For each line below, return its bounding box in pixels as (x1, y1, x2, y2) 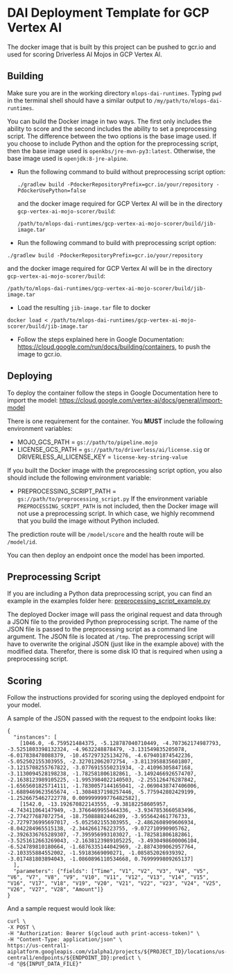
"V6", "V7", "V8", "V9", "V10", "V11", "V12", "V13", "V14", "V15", (7, 874, 209, 881)
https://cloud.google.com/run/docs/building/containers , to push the (17, 343, 211, 351)
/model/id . (7, 537, 37, 546)
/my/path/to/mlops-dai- (153, 97, 223, 104)
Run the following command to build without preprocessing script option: (17, 167, 226, 175)
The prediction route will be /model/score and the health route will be (7, 530, 205, 538)
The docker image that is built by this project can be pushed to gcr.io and (7, 42, 216, 51)
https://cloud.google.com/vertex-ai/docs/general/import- (59, 395, 223, 404)
